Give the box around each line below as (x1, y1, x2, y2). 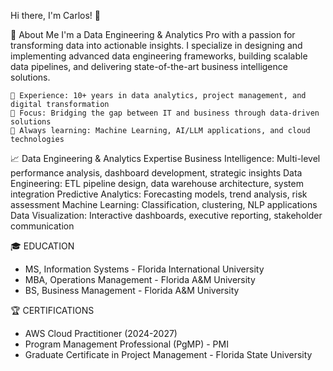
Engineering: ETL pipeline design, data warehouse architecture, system (10, 178, 304, 189)
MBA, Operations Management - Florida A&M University (24, 274, 256, 285)
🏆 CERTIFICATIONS (10, 305, 95, 316)
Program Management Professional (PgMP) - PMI (24, 338, 229, 350)
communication (10, 220, 75, 232)
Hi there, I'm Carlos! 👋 (10, 10, 101, 21)
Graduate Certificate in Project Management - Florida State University (24, 349, 313, 360)
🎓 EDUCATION (10, 240, 75, 252)
